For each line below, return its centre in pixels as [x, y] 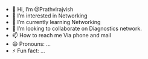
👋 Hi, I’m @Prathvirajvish [43, 9]
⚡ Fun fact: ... [28, 51]
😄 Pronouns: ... [31, 44]
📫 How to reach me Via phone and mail [62, 35]
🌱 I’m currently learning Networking [56, 22]
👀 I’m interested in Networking [50, 16]
